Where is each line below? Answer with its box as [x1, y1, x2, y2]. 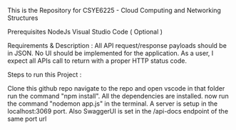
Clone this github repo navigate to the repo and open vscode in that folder [7, 84, 225, 92]
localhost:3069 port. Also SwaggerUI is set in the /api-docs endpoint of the [7, 107, 229, 115]
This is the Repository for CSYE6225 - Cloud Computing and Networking [7, 6, 221, 14]
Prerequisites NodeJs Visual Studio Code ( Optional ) [7, 28, 163, 36]
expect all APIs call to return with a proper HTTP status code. [7, 56, 188, 65]
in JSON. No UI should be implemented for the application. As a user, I [7, 49, 214, 57]
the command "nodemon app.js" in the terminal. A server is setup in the [7, 99, 218, 108]
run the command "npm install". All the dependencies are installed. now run [7, 92, 230, 100]
